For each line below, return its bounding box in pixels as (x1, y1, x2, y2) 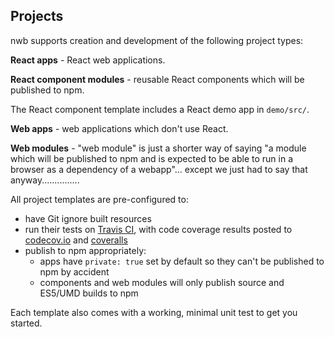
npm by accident (39, 265, 110, 278)
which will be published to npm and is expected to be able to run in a (10, 152, 294, 164)
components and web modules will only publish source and (39, 276, 285, 288)
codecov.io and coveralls (24, 234, 128, 246)
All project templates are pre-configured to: (10, 193, 189, 205)
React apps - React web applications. (10, 54, 166, 66)
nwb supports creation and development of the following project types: (10, 34, 304, 46)
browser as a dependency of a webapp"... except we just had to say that (10, 163, 308, 175)
